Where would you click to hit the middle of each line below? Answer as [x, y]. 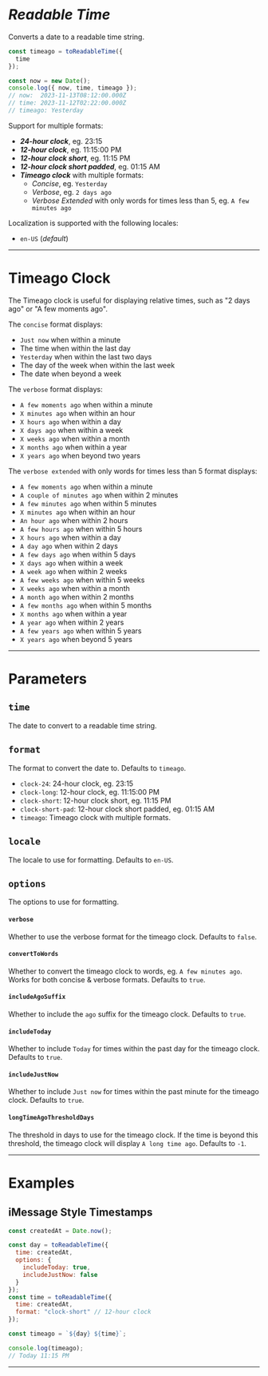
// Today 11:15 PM [39, 1355]
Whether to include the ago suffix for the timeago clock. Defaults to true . [127, 1014]
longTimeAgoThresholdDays [51, 1117]
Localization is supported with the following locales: [93, 223]
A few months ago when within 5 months [86, 605]
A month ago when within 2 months [77, 597]
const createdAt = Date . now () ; [60, 1231]
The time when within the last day [75, 348]
